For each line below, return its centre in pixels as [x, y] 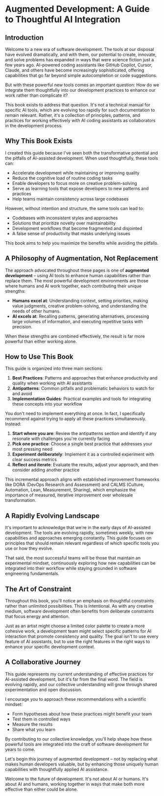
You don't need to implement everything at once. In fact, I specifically [75, 413]
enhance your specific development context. [50, 647]
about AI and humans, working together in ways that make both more [75, 784]
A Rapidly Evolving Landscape [52, 516]
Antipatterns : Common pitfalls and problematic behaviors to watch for [83, 388]
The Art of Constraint [38, 589]
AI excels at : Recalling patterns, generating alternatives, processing [81, 316]
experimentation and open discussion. [44, 690]
